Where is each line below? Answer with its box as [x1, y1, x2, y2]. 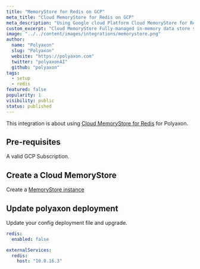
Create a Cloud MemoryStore [6, 170, 117, 180]
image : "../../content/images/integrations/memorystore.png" [6, 31, 161, 37]
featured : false [6, 87, 46, 93]
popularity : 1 [6, 92, 42, 98]
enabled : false [11, 236, 49, 242]
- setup [11, 75, 31, 81]
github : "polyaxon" [11, 64, 60, 71]
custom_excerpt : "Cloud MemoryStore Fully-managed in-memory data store [6, 25, 190, 32]
